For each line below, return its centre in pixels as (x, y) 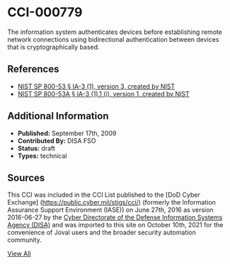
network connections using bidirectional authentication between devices (113, 39)
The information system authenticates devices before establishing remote (115, 32)
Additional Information (58, 116)
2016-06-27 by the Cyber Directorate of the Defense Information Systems (115, 217)
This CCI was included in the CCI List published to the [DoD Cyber (104, 195)
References (33, 69)
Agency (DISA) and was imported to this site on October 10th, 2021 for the (115, 225)
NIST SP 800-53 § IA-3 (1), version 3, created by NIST (96, 86)
